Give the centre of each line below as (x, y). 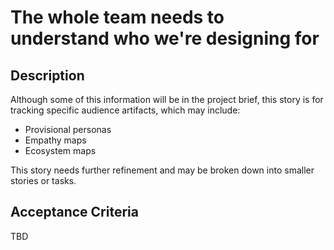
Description (47, 75)
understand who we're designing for (165, 38)
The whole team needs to (117, 17)
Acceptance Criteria (74, 212)
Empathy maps (55, 140)
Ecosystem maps (60, 150)
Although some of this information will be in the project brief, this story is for (167, 99)
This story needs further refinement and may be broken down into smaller (162, 170)
